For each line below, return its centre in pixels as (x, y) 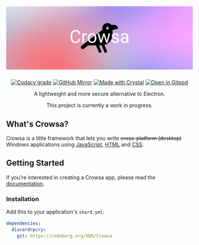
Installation (23, 199)
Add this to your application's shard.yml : (55, 212)
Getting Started (35, 163)
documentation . (25, 183)
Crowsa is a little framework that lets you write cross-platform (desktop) (94, 138)
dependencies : (24, 224)
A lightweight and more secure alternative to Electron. (99, 94)
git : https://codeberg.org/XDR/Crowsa (65, 236)
